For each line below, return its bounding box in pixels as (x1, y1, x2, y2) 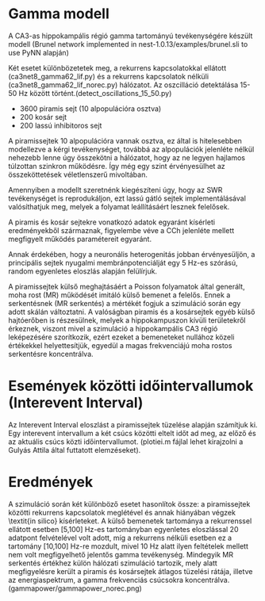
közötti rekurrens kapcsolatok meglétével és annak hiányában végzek (8, 507, 236, 517)
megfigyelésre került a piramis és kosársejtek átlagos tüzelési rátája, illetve (8, 566, 253, 576)
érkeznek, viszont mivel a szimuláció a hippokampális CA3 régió (8, 323, 218, 333)
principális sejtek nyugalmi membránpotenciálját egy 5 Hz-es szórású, (8, 258, 238, 267)
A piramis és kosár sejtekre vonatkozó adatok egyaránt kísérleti (8, 217, 216, 227)
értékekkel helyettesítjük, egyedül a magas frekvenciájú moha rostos (8, 340, 232, 350)
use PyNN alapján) (8, 48, 69, 57)
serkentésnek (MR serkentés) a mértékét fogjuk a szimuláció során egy (8, 298, 241, 308)
